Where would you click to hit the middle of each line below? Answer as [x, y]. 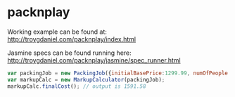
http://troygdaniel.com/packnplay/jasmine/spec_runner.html [94, 60]
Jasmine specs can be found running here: [69, 53]
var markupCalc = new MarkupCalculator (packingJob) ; [86, 79]
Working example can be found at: [57, 32]
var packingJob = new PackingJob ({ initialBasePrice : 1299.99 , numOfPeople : [119, 73]
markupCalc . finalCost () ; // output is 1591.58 [77, 86]
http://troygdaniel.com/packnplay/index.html [71, 39]
